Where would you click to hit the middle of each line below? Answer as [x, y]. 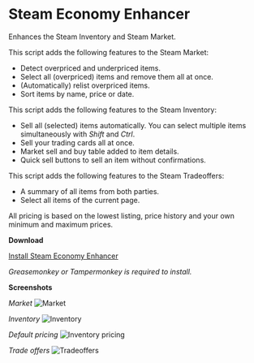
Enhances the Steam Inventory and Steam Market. [92, 37]
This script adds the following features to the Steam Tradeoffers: [116, 175]
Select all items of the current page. [80, 200]
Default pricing [33, 335]
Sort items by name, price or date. [77, 93]
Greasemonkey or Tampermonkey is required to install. [100, 271]
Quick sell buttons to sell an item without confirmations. [113, 160]
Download [26, 240]
